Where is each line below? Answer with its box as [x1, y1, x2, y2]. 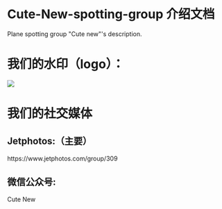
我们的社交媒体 [7, 106, 93, 122]
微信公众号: [7, 176, 57, 188]
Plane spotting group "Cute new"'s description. [7, 29, 142, 38]
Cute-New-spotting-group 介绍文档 [7, 6, 215, 22]
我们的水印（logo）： [7, 56, 125, 72]
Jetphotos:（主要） [7, 135, 92, 147]
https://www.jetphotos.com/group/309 [7, 154, 118, 162]
